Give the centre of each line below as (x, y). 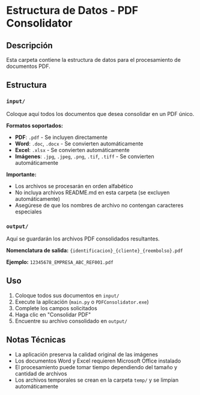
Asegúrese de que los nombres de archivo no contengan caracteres (99, 205)
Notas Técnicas (36, 340)
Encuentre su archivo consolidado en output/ (71, 321)
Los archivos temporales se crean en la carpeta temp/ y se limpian (97, 380)
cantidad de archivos (41, 373)
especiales (28, 212)
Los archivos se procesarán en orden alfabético (74, 186)
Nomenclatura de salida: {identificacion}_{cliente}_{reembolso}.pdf (95, 250)
